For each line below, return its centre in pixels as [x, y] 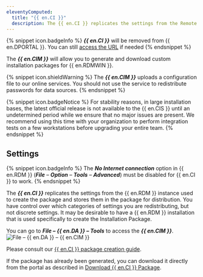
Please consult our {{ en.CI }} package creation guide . [74, 249]
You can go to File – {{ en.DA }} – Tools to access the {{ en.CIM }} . [90, 231]
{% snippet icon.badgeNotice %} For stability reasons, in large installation [99, 102]
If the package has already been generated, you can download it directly [97, 261]
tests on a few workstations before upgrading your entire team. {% [90, 128]
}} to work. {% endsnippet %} [43, 181]
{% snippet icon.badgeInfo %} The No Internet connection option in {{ [95, 168]
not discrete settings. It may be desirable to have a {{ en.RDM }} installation [101, 213]
